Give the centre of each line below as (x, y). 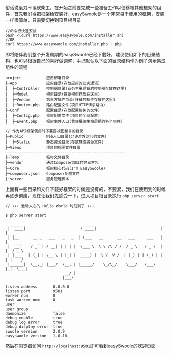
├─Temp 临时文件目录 (37, 157)
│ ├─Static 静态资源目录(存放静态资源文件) (55, 142)
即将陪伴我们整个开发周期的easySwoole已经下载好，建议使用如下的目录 (80, 54)
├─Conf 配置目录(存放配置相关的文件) (53, 110)
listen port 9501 (34, 291)
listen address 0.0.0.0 (37, 287)
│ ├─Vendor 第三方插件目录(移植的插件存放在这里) (60, 100)
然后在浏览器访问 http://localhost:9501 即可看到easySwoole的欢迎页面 (81, 346)
